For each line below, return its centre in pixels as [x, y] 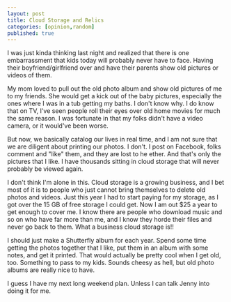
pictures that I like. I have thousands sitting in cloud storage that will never [113, 162]
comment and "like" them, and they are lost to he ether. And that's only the [114, 154]
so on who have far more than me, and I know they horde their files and [110, 220]
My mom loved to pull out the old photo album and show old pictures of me [115, 89]
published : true [31, 33]
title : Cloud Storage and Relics [56, 20]
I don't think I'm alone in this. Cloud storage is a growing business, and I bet [116, 183]
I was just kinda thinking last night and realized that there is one [98, 53]
